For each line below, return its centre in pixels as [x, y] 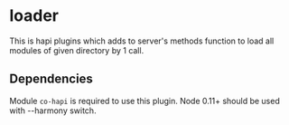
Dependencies [51, 79]
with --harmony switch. [53, 111]
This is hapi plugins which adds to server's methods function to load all [142, 41]
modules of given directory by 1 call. [77, 50]
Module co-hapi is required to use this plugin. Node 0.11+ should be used [144, 101]
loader [34, 16]
